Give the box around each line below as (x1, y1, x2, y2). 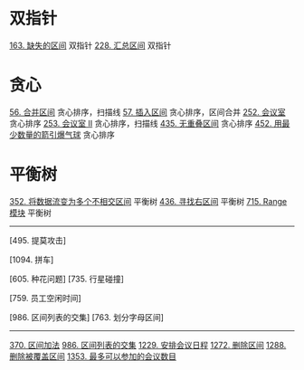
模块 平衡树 (9, 207, 52, 218)
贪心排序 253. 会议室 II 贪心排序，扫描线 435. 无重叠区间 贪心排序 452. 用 (9, 118, 282, 128)
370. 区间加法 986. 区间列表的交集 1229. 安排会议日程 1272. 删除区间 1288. (9, 339, 287, 350)
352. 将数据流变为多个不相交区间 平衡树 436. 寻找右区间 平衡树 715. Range (9, 195, 288, 206)
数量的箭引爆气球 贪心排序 (16, 128, 115, 140)
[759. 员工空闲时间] (9, 292, 81, 303)
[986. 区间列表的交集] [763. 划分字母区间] (9, 311, 165, 322)
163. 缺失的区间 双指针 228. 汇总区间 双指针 (9, 40, 172, 51)
